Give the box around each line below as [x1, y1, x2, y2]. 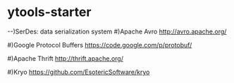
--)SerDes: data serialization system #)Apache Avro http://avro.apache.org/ [7, 27, 227, 36]
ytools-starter [7, 4, 92, 20]
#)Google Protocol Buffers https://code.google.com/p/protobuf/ [7, 40, 192, 49]
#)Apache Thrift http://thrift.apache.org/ [7, 54, 123, 63]
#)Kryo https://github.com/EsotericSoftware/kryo [7, 68, 150, 76]
